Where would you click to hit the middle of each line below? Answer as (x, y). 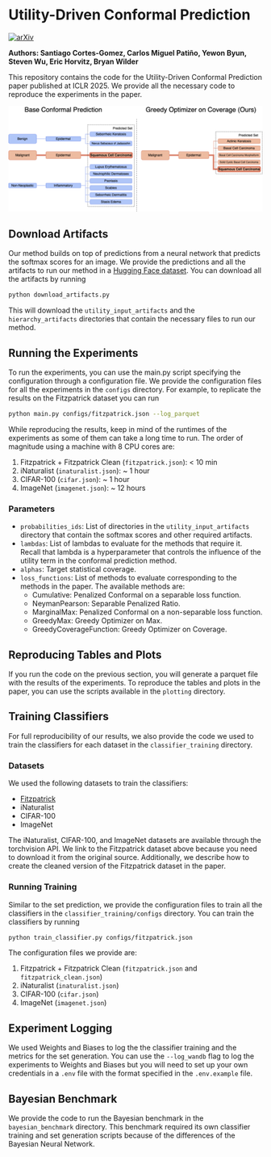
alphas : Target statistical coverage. (78, 569)
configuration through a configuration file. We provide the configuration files (135, 381)
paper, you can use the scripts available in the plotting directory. (117, 691)
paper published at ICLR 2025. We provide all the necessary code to (122, 86)
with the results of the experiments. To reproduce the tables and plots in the (134, 683)
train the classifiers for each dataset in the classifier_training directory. (131, 744)
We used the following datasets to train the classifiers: (98, 783)
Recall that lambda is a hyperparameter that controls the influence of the (140, 552)
